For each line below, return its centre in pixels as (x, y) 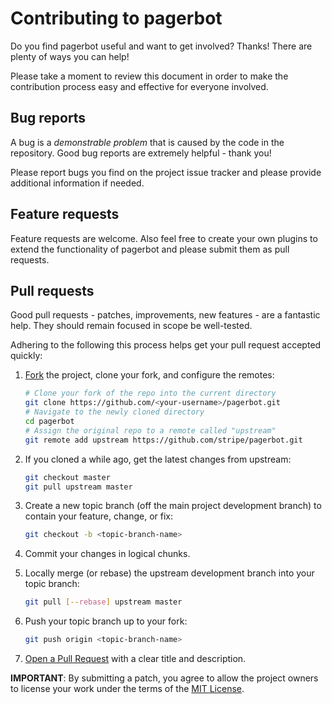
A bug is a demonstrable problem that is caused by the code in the (147, 142)
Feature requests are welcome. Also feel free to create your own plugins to (164, 238)
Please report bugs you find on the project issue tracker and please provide (166, 172)
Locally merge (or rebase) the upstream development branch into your (169, 573)
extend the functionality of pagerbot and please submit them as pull (150, 249)
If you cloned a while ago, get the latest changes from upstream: (158, 459)
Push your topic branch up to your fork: (106, 621)
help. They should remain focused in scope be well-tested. (131, 326)
